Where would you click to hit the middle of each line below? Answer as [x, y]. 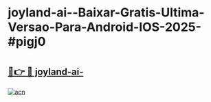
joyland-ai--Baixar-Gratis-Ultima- [106, 13]
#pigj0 [27, 42]
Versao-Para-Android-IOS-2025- [105, 27]
